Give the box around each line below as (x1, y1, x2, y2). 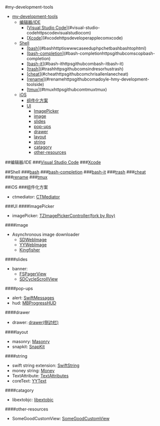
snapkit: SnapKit (12, 344, 45, 349)
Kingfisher (19, 247, 40, 253)
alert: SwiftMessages (12, 295, 54, 300)
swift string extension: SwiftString (12, 362, 80, 368)
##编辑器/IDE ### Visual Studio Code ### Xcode (5, 160, 101, 165)
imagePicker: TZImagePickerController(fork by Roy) (12, 213, 115, 218)
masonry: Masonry (12, 339, 50, 344)
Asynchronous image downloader (12, 231, 80, 237)
